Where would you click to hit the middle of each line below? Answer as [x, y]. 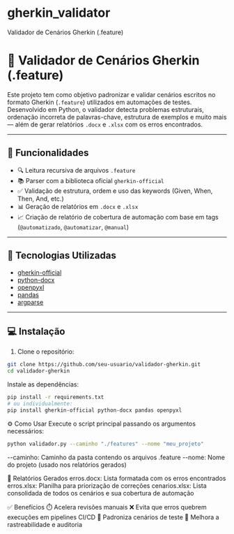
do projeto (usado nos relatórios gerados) [67, 464]
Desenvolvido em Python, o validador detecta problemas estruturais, [106, 109]
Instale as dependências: [43, 384]
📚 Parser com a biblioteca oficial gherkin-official [91, 180]
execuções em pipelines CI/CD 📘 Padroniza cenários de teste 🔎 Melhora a [113, 517]
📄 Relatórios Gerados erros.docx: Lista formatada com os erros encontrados [117, 478]
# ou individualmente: [40, 403]
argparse [30, 302]
